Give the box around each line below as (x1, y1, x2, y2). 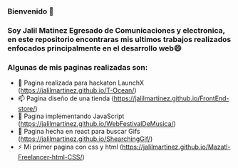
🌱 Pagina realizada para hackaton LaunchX (17, 78, 145, 88)
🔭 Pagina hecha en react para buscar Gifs (17, 127, 140, 136)
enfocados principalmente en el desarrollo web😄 (7, 43, 182, 53)
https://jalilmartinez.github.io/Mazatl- (122, 142, 231, 152)
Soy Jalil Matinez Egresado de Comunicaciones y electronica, (7, 25, 226, 35)
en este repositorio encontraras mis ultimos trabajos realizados (7, 34, 232, 44)
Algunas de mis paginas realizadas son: (7, 62, 148, 72)
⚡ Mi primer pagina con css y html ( (17, 142, 123, 152)
